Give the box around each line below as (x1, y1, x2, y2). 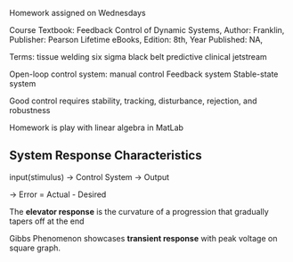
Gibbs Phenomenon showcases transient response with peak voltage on (9, 233, 278, 243)
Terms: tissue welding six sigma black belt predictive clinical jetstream (9, 52, 267, 61)
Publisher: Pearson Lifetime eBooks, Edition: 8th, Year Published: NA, (9, 35, 264, 45)
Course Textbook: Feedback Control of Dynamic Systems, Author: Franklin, (9, 25, 285, 35)
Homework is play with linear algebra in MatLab (9, 122, 184, 133)
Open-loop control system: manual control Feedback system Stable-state (9, 69, 279, 79)
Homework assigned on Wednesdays (9, 8, 146, 18)
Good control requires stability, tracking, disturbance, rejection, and (9, 95, 257, 106)
